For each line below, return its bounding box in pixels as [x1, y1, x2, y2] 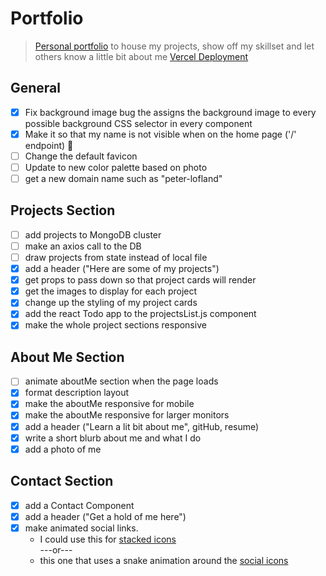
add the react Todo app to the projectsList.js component [24, 308, 257, 320]
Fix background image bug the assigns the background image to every [24, 106, 317, 118]
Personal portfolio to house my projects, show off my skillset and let [34, 40, 315, 52]
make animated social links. [24, 522, 139, 534]
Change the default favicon [24, 150, 138, 162]
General [10, 80, 62, 97]
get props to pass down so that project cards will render [24, 274, 257, 286]
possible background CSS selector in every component [24, 117, 253, 129]
